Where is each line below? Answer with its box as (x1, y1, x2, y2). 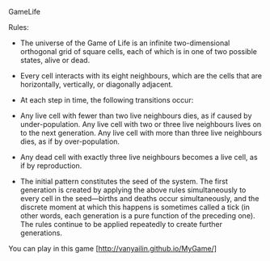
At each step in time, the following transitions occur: (19, 95, 194, 104)
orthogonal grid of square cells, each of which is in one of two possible (19, 47, 257, 56)
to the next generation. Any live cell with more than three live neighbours (19, 128, 263, 137)
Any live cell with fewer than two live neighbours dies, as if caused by (19, 111, 252, 120)
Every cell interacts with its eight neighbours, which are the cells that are (19, 71, 263, 80)
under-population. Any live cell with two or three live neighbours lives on (19, 120, 262, 128)
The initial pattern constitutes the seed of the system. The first (19, 177, 229, 186)
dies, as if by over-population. (19, 137, 120, 146)
